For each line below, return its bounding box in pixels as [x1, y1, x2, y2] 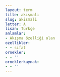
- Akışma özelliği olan [5, 36, 55, 41]
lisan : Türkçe [5, 26, 35, 31]
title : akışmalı [5, 12, 39, 17]
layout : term [5, 7, 33, 13]
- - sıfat [5, 45, 26, 50]
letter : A [5, 21, 26, 27]
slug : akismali [5, 17, 37, 22]
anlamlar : [5, 31, 26, 36]
